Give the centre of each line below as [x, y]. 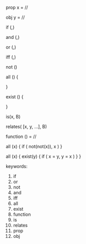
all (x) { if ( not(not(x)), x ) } [34, 146]
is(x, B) [13, 117]
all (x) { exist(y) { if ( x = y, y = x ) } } [44, 156]
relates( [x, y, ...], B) [26, 127]
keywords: [17, 166]
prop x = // [17, 7]
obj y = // [15, 17]
